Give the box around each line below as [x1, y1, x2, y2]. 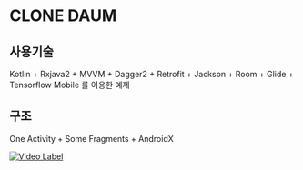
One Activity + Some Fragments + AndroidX [9, 133, 175, 144]
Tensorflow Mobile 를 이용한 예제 [9, 79, 130, 90]
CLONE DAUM [9, 5, 117, 26]
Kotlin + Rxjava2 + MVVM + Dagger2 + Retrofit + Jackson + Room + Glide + [9, 69, 294, 79]
